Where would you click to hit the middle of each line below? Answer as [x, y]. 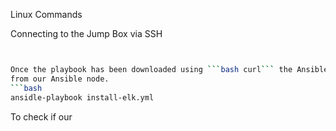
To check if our [41, 116]
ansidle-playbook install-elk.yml [82, 97]
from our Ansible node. [60, 79]
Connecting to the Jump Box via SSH [86, 33]
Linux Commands [46, 14]
